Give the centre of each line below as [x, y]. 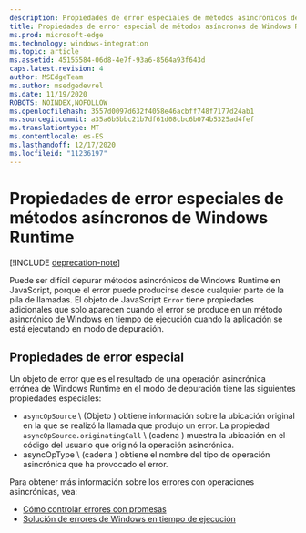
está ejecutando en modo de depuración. [87, 328]
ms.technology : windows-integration [79, 43]
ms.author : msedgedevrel [56, 86]
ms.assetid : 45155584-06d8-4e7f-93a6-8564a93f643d [107, 60]
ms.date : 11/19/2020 [49, 94]
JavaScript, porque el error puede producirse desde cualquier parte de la [147, 290]
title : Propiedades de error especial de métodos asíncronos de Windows [150, 26]
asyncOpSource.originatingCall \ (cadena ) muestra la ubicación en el [154, 436]
